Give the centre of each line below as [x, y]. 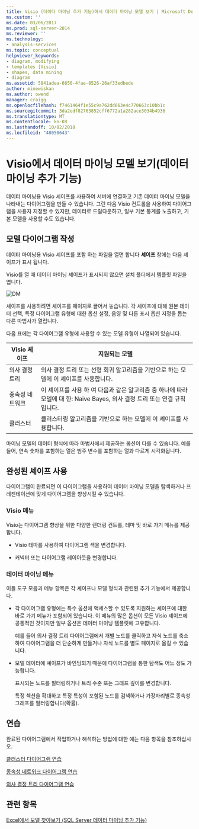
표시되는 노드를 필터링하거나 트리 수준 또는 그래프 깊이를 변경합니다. [93, 683]
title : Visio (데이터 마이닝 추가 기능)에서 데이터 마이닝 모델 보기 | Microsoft [96, 12]
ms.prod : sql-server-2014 [38, 28]
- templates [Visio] [32, 67]
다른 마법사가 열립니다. [32, 321]
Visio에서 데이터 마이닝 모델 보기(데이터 [97, 164]
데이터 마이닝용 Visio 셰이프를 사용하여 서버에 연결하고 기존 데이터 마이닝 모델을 [98, 196]
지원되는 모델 [115, 354]
